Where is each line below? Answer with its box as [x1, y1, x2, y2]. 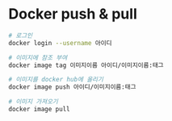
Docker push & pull [8, 5, 137, 23]
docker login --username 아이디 [8, 39, 112, 47]
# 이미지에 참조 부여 [8, 53, 68, 61]
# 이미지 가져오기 [8, 98, 59, 106]
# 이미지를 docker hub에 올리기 [8, 76, 103, 84]
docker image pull [8, 106, 70, 114]
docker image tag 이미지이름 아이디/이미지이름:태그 [8, 61, 164, 69]
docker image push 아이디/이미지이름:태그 [8, 83, 136, 91]
